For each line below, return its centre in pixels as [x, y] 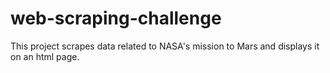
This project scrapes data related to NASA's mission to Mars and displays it [165, 46]
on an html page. [45, 56]
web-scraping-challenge [116, 18]
